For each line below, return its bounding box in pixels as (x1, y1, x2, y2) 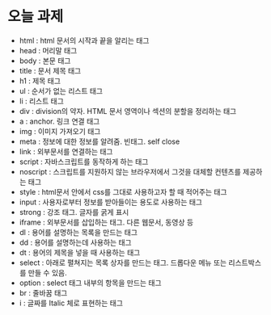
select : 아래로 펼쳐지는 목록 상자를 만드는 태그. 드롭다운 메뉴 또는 (19, 258, 227, 267)
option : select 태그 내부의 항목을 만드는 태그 (19, 278, 163, 288)
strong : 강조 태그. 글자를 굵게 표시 (19, 207, 129, 216)
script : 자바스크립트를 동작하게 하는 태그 (19, 157, 149, 166)
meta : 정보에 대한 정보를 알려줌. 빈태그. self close (19, 136, 180, 146)
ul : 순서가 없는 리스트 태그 (19, 86, 103, 95)
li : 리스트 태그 (19, 96, 64, 106)
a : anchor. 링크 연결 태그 (19, 116, 100, 126)
